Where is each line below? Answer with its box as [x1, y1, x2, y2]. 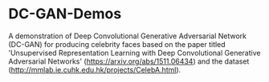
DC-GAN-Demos [8, 5, 122, 23]
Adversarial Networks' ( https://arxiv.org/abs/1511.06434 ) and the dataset [8, 57, 250, 66]
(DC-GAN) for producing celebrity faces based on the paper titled [8, 39, 226, 49]
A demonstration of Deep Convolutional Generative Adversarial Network [8, 31, 247, 41]
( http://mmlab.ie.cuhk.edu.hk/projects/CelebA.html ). [8, 64, 181, 74]
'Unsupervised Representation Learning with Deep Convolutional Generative [8, 48, 261, 57]
